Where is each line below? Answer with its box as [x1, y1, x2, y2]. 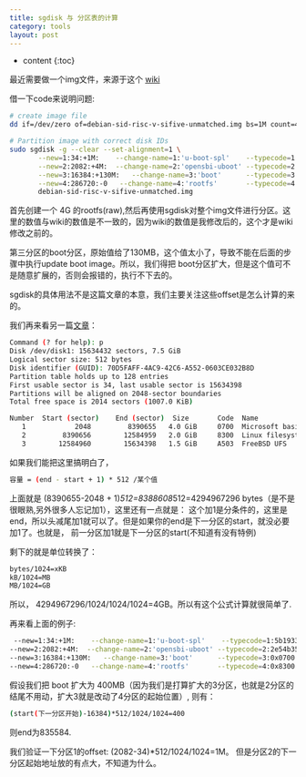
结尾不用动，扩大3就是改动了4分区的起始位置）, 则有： [9, 690, 216, 701]
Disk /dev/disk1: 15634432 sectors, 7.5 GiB [9, 347, 181, 356]
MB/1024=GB [9, 581, 51, 590]
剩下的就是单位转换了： [9, 546, 97, 557]
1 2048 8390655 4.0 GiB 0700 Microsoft [21, 423, 280, 432]
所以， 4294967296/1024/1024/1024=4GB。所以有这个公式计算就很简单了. [9, 598, 292, 610]
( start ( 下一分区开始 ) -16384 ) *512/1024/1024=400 [9, 709, 185, 718]
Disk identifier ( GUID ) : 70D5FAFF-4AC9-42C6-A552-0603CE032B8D [9, 363, 255, 373]
